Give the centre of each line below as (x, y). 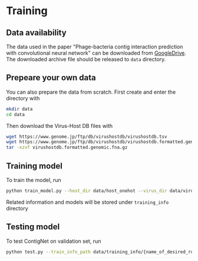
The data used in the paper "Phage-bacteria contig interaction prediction (95, 47)
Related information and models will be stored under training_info (88, 202)
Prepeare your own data (51, 78)
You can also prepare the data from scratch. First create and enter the (91, 92)
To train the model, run (34, 180)
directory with (23, 98)
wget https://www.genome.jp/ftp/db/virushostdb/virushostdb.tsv (87, 137)
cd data (16, 114)
